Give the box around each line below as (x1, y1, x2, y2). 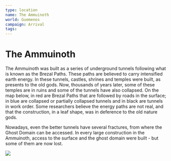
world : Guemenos (5, 17, 40, 22)
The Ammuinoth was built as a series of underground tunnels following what (5, 65, 166, 72)
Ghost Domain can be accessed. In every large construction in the (5, 130, 145, 136)
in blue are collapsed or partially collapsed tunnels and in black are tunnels (5, 98, 163, 104)
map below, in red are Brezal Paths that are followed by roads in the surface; (5, 93, 166, 99)
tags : (5, 27, 17, 32)
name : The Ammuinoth (5, 12, 50, 17)
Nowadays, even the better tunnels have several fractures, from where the (5, 124, 162, 130)
